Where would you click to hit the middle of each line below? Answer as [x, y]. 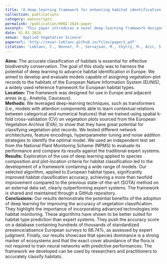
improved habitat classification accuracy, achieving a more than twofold [79, 177]
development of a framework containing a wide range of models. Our [76, 167]
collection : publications [32, 14]
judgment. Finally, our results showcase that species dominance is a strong [82, 235]
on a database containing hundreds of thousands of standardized [72, 225]
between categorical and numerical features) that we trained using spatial [81, 114]
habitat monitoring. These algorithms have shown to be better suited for [79, 214]
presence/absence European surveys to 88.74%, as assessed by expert [79, 230]
